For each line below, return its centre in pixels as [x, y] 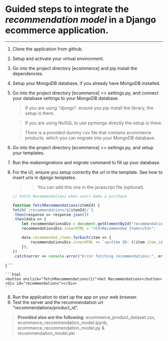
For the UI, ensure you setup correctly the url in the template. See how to [87, 172]
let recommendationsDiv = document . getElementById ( [76, 224]
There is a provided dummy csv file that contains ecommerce [88, 132]
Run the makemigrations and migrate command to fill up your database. [86, 162]
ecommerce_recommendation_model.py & [61, 328]
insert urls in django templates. [44, 177]
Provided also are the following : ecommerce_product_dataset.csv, [86, 318]
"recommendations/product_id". [45, 308]
